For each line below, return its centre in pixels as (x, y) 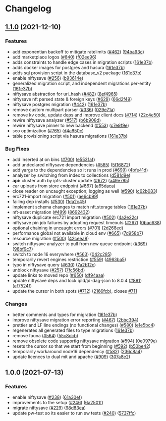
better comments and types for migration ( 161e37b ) (65, 315)
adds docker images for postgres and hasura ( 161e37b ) (69, 67)
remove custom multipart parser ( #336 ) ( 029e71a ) (63, 109)
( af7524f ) (22, 286)
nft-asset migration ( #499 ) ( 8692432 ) (51, 212)
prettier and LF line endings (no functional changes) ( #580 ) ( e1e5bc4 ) (83, 325)
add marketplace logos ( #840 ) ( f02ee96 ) (54, 57)
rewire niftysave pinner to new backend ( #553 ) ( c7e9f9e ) (71, 125)
